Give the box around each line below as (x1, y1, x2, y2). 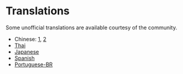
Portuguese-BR (14, 61, 53, 68)
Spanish (14, 54, 35, 61)
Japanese (14, 48, 40, 55)
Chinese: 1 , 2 (14, 35, 46, 42)
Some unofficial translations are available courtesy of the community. (5, 24, 178, 31)
